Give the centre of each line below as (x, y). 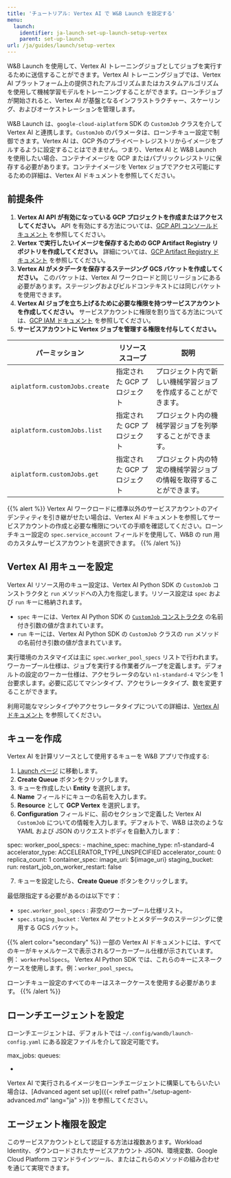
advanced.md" (28, 1100)
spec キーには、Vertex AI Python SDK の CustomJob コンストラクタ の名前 (120, 617)
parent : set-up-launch (52, 39)
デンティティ (25, 517)
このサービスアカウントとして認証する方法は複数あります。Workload (105, 1142)
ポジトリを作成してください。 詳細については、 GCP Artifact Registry (114, 251)
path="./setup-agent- (161, 1092)
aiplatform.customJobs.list (56, 430)
